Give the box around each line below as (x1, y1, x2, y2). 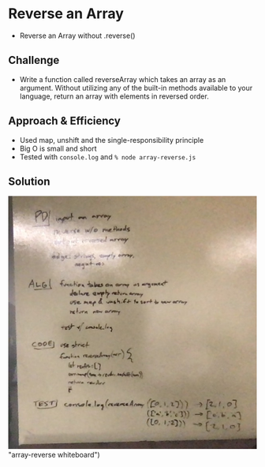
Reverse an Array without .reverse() (19, 31, 136, 40)
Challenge (8, 54, 60, 67)
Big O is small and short (19, 144, 97, 153)
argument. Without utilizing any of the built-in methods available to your (19, 83, 253, 92)
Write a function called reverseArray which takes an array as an (19, 74, 226, 84)
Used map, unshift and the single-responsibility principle (19, 135, 204, 144)
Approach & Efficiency (8, 114, 121, 128)
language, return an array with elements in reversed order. (19, 92, 209, 101)
